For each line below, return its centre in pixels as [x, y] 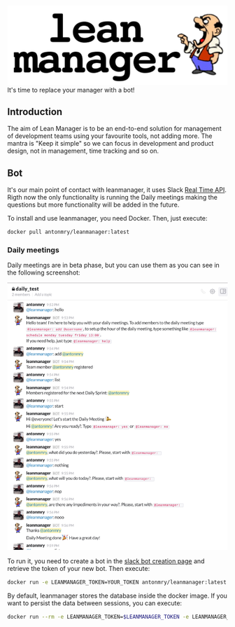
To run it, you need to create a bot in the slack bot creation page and [106, 561]
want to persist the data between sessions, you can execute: [95, 603]
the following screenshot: [44, 273]
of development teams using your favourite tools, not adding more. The [110, 136]
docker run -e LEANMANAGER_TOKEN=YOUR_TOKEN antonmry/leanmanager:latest [117, 583]
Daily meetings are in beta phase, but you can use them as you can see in [114, 266]
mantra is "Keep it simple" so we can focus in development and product [111, 144]
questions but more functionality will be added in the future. [93, 205]
